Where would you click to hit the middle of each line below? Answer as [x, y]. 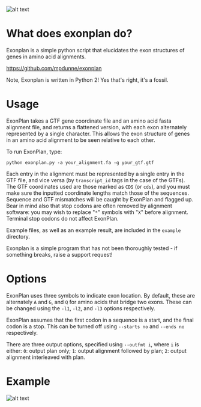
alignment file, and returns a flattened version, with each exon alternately [97, 127]
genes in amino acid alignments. [46, 57]
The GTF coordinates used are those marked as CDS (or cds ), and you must [98, 186]
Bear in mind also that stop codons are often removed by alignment [89, 206]
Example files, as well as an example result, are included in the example [94, 230]
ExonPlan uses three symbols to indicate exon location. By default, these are [100, 295]
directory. [18, 236]
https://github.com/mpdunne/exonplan [54, 68]
